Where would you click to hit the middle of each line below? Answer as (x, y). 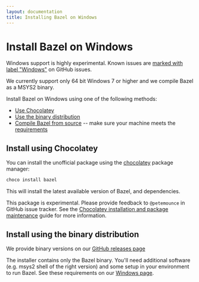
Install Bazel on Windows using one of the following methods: (82, 99)
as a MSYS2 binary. (30, 88)
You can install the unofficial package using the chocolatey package (90, 163)
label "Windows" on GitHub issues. (49, 70)
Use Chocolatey (35, 110)
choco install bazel (32, 180)
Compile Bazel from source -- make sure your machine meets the (95, 123)
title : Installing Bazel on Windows (52, 17)
